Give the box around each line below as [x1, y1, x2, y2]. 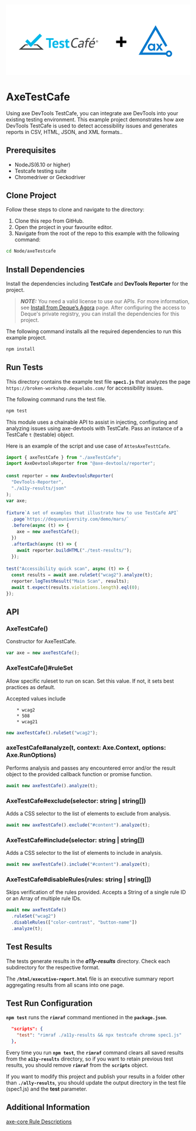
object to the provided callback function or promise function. [6, 770, 153, 777]
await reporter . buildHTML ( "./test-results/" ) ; [16, 547, 132, 553]
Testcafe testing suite [14, 167, 67, 174]
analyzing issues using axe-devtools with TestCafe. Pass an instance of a [6, 425, 183, 432]
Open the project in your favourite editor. [14, 224, 113, 231]
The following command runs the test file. [6, 395, 106, 402]
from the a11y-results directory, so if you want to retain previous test [6, 1055, 174, 1062]
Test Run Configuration [6, 998, 93, 1008]
